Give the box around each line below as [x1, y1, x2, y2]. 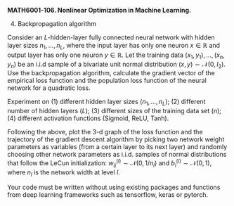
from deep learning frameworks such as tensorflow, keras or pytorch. [7, 191, 209, 199]
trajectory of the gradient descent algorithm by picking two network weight [7, 135, 225, 143]
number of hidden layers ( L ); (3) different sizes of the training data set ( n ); [7, 107, 221, 115]
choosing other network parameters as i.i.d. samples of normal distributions [7, 150, 227, 159]
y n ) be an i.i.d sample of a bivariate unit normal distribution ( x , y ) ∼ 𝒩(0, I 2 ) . [7, 60, 226, 70]
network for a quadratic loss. [7, 84, 91, 92]
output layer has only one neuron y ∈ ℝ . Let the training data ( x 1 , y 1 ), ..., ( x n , [7, 51, 225, 60]
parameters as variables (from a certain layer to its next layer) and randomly [7, 143, 227, 151]
